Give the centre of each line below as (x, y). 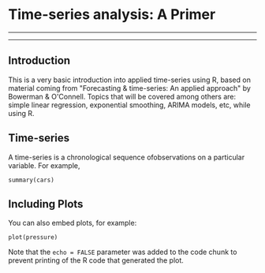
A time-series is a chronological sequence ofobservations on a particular (127, 157)
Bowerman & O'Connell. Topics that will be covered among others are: (122, 96)
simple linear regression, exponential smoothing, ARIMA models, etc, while (129, 105)
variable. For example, (44, 165)
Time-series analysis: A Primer (112, 15)
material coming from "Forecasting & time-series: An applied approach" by (129, 88)
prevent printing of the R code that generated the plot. (96, 260)
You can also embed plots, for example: (73, 223)
